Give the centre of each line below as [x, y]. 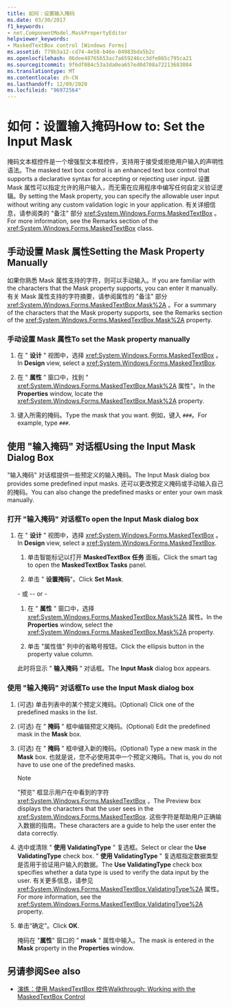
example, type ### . [44, 423]
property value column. [60, 654]
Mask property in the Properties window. [76, 948]
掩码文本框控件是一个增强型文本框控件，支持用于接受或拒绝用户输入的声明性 [115, 162]
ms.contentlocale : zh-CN [43, 77]
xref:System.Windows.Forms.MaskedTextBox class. [80, 229]
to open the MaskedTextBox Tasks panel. [87, 565]
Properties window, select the [70, 625]
